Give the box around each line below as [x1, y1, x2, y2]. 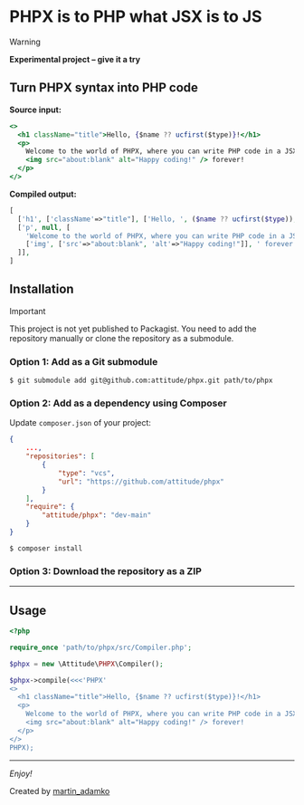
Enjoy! [9, 768, 33, 779]
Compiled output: [9, 188, 77, 199]
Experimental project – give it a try [9, 53, 141, 64]
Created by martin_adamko [9, 785, 110, 796]
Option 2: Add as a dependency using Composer [9, 397, 228, 409]
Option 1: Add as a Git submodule [9, 355, 158, 368]
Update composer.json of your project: [9, 417, 152, 428]
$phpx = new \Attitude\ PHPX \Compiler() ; [9, 659, 165, 668]
